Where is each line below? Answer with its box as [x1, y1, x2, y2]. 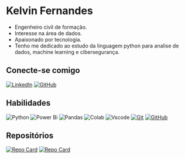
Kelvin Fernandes [6, 4, 94, 18]
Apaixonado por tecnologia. [14, 36, 82, 43]
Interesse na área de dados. [14, 29, 83, 36]
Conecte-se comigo [6, 66, 80, 76]
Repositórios [6, 130, 54, 140]
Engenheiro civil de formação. [14, 23, 87, 31]
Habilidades [6, 98, 51, 108]
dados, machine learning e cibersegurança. [14, 48, 120, 55]
